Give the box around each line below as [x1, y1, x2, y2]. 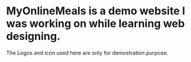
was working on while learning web [6, 17, 185, 30]
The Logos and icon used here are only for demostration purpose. [6, 49, 168, 56]
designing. [6, 30, 61, 43]
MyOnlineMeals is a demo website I [6, 4, 186, 18]
